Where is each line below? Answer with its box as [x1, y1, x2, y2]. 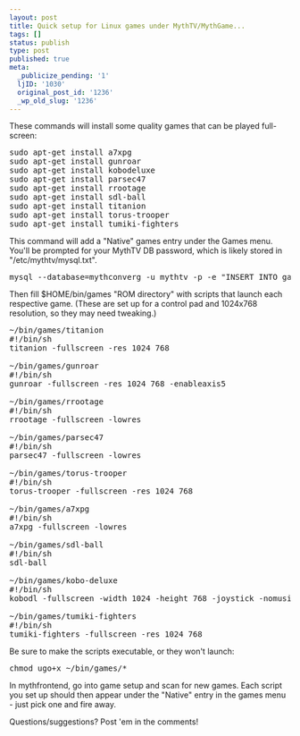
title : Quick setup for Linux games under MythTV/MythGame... [9, 21, 246, 30]
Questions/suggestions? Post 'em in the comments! [9, 716, 199, 727]
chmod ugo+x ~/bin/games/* [9, 664, 128, 673]
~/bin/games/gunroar [9, 361, 100, 371]
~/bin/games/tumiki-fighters [9, 612, 137, 622]
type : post [9, 47, 50, 55]
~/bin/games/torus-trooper [9, 469, 128, 478]
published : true [9, 55, 70, 63]
